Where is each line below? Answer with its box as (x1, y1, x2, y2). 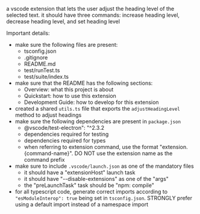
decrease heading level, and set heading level (6, 18, 120, 25)
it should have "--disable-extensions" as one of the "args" (23, 176, 169, 182)
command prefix (23, 156, 65, 163)
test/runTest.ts (23, 67, 60, 74)
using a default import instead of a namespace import (14, 201, 149, 208)
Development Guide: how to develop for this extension (23, 99, 159, 106)
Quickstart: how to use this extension (23, 93, 116, 99)
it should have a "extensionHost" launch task (23, 169, 136, 176)
